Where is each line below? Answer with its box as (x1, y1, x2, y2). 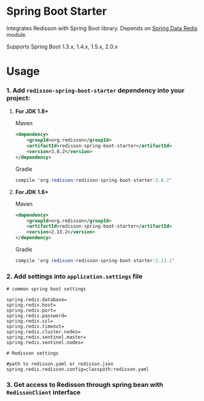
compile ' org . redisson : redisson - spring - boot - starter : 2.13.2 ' (15, 258, 175, 264)
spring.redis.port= (6, 307, 56, 313)
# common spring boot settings (6, 286, 86, 292)
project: (6, 94, 31, 102)
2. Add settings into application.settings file (6, 272, 143, 280)
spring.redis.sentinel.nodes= (6, 340, 84, 346)
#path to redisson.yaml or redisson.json (6, 361, 114, 367)
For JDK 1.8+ (15, 108, 49, 115)
